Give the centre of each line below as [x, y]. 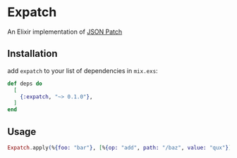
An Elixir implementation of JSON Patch [65, 32]
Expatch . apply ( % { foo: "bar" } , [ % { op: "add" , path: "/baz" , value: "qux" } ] [120, 147]
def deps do [25, 84]
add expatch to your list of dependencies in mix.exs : [83, 70]
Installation [32, 54]
